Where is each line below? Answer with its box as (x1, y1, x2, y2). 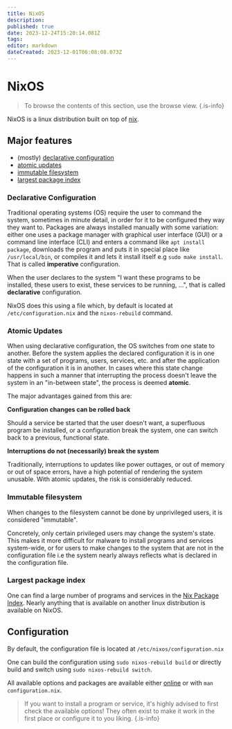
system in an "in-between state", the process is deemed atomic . (7, 379, 191, 387)
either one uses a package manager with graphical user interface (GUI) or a (7, 230, 223, 239)
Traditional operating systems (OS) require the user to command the (7, 208, 202, 217)
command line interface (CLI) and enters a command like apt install (7, 237, 206, 246)
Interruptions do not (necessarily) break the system (7, 447, 159, 456)
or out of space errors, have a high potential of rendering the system (7, 468, 203, 476)
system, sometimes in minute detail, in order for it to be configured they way (7, 215, 225, 224)
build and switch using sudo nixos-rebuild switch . (7, 665, 152, 674)
